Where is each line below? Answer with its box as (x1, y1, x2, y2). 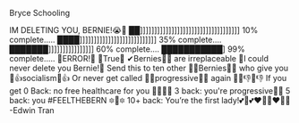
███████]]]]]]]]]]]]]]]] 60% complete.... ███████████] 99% (9, 44, 245, 54)
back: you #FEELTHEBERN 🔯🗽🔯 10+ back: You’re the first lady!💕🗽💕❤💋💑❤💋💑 (9, 95, 291, 105)
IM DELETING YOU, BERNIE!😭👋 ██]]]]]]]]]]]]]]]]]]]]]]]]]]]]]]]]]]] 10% (9, 25, 259, 35)
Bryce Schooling (9, 8, 71, 18)
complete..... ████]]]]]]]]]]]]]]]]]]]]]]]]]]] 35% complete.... (9, 35, 222, 45)
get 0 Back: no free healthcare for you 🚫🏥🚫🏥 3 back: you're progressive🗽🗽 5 (9, 86, 291, 96)
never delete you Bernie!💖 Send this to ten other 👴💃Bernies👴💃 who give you (9, 62, 289, 73)
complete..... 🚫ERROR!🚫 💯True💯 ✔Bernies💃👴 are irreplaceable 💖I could (9, 53, 269, 63)
